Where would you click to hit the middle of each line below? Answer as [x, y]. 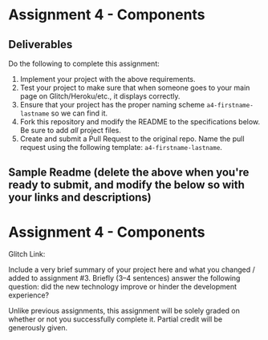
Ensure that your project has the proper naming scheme [112, 105]
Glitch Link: [27, 254]
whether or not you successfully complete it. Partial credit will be [116, 319]
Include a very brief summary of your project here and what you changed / [132, 269]
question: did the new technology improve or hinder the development [123, 287]
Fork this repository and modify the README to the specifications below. [140, 121]
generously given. [38, 328]
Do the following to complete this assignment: [84, 63]
